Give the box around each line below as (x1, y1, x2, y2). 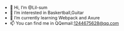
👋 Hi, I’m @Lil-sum (9, 5, 48, 10)
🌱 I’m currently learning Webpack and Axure (9, 15, 100, 20)
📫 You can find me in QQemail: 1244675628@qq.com (9, 20, 120, 26)
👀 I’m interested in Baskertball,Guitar (9, 10, 84, 15)
